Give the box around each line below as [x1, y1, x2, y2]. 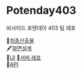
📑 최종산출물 [6, 37, 34, 44]
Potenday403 [6, 4, 77, 17]
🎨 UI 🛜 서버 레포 [6, 54, 41, 61]
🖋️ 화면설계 [6, 45, 32, 52]
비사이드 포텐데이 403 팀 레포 [6, 24, 76, 31]
